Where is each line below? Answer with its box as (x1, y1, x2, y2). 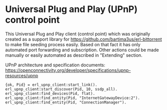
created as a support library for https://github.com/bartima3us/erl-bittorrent (5, 36, 162, 42)
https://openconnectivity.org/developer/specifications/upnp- (5, 67, 131, 73)
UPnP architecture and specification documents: (5, 62, 105, 68)
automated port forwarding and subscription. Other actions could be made (5, 47, 159, 53)
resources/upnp (5, 72, 39, 78)
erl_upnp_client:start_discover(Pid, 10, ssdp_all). (5, 86, 118, 91)
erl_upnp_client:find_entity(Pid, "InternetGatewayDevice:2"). (5, 95, 140, 100)
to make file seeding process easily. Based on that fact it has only (5, 41, 141, 47)
